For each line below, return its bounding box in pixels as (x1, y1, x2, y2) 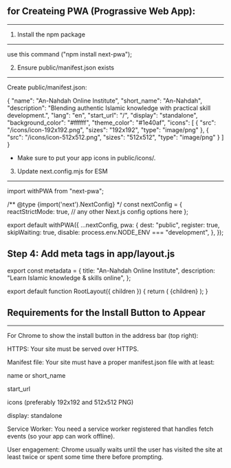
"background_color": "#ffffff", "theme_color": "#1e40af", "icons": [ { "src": (7, 118, 217, 127)
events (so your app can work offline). (7, 432, 115, 440)
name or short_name (7, 372, 66, 380)
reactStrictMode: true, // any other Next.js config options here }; (7, 207, 189, 215)
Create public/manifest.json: (7, 83, 87, 92)
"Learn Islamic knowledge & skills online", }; (7, 273, 131, 281)
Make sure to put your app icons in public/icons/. (16, 153, 156, 162)
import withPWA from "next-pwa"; (7, 187, 104, 195)
